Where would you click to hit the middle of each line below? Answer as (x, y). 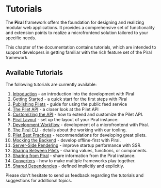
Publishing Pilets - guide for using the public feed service (70, 104)
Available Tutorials (34, 73)
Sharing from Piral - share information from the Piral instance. (74, 156)
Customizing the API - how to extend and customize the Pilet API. (78, 114)
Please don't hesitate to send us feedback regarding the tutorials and (74, 175)
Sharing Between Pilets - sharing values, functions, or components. (80, 150)
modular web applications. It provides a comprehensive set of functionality (80, 27)
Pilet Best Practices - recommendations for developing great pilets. (80, 135)
